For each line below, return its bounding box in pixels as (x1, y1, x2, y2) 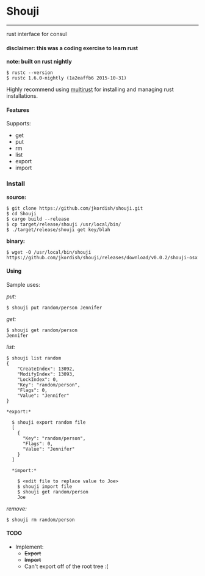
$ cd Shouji (6, 210, 37, 216)
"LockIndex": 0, (17, 376, 59, 383)
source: (6, 193, 26, 201)
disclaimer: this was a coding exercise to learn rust (6, 44, 138, 51)
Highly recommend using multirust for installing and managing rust (6, 86, 174, 93)
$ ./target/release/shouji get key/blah (6, 226, 111, 233)
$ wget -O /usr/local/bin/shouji (6, 249, 92, 255)
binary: (6, 237, 26, 245)
